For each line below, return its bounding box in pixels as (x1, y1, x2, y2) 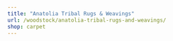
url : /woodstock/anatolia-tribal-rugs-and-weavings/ (7, 17, 167, 24)
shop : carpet (7, 23, 46, 30)
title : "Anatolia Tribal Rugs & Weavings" (7, 10, 135, 17)
